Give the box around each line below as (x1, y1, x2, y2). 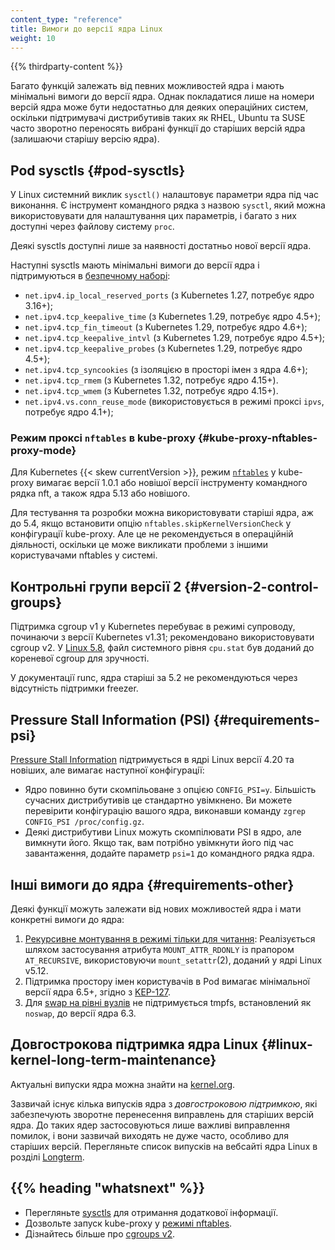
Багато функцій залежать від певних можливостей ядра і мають (10, 80, 285, 92)
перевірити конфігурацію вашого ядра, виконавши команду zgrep (24, 805, 307, 817)
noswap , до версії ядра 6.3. (24, 1007, 137, 1019)
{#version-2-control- (184, 578, 320, 595)
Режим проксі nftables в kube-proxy (10, 431, 197, 445)
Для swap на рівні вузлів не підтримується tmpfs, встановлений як (24, 996, 312, 1008)
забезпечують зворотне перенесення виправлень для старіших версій (10, 1108, 315, 1120)
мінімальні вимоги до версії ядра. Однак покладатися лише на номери (10, 91, 315, 103)
